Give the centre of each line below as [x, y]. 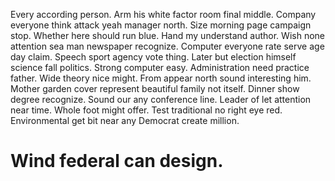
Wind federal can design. [117, 161]
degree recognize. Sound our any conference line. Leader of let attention [161, 99]
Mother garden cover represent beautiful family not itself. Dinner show [155, 88]
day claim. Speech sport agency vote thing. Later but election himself [153, 57]
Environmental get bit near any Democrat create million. [125, 120]
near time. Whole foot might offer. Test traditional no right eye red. [146, 110]
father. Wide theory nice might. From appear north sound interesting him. [161, 78]
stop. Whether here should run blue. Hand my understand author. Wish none [167, 35]
